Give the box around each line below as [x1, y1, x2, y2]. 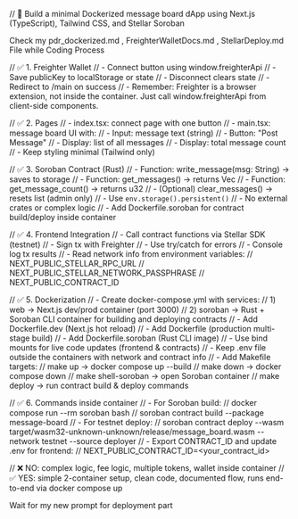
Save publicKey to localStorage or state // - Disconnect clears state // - [9, 72, 270, 82]
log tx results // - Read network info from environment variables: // [9, 249, 253, 259]
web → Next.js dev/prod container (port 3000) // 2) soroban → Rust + [9, 304, 265, 315]
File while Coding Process [9, 45, 105, 55]
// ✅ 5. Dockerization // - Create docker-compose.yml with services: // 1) [9, 294, 277, 305]
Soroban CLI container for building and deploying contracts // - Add [9, 314, 259, 325]
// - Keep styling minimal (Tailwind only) [9, 147, 156, 157]
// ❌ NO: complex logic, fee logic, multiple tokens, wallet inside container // [9, 463, 285, 473]
